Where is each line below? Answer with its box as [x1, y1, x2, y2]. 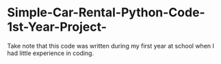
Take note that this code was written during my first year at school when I [7, 42, 214, 50]
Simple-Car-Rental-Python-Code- [7, 5, 205, 20]
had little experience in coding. [7, 49, 94, 57]
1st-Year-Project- [7, 19, 107, 35]
